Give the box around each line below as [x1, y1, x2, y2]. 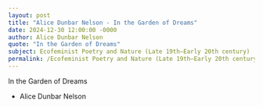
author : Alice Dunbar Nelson [8, 33, 103, 41]
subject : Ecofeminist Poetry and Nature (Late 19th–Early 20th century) [8, 48, 250, 55]
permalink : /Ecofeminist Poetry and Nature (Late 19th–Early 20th [8, 55, 229, 63]
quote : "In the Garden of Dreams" [8, 41, 121, 48]
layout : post [8, 11, 51, 20]
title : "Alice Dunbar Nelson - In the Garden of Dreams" [8, 19, 198, 27]
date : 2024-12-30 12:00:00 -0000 [8, 26, 117, 34]
